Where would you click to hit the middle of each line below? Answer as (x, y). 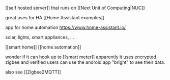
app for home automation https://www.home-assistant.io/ (66, 27)
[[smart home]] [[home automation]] (43, 47)
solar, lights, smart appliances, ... (40, 37)
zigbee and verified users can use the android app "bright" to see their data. (85, 62)
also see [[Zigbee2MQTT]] (33, 72)
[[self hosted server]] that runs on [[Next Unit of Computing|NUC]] (75, 8)
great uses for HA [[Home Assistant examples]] (55, 17)
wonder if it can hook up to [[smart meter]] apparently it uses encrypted (81, 57)
